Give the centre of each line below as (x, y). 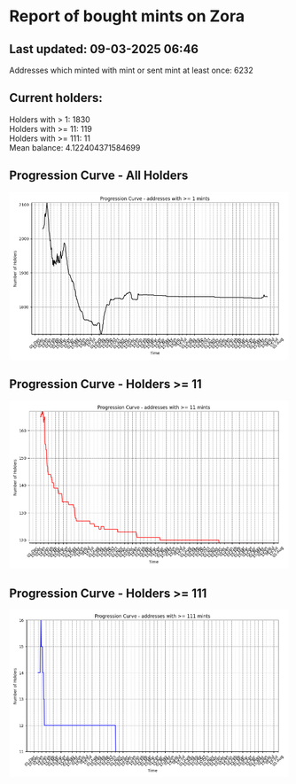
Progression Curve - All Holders (99, 176)
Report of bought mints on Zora (127, 16)
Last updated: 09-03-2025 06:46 (104, 49)
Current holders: (56, 98)
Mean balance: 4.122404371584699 (75, 147)
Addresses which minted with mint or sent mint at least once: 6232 (132, 70)
